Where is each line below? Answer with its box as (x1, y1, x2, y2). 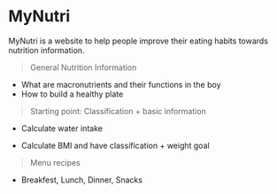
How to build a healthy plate (20, 89, 124, 99)
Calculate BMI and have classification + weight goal (20, 140, 210, 151)
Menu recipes (29, 157, 81, 167)
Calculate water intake (20, 122, 104, 134)
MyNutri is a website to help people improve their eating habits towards (8, 35, 269, 46)
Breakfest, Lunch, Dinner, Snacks (20, 175, 143, 185)
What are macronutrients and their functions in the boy (20, 79, 222, 89)
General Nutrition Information (29, 62, 137, 73)
